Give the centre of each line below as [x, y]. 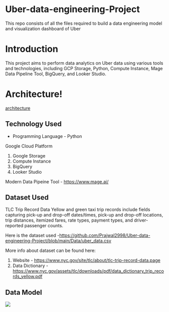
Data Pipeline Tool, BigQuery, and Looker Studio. [56, 74]
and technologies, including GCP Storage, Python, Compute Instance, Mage [84, 68]
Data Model [24, 292]
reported [14, 226]
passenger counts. [44, 226]
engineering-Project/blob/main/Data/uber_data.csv [58, 241]
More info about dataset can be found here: [50, 250]
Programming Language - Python [47, 136]
